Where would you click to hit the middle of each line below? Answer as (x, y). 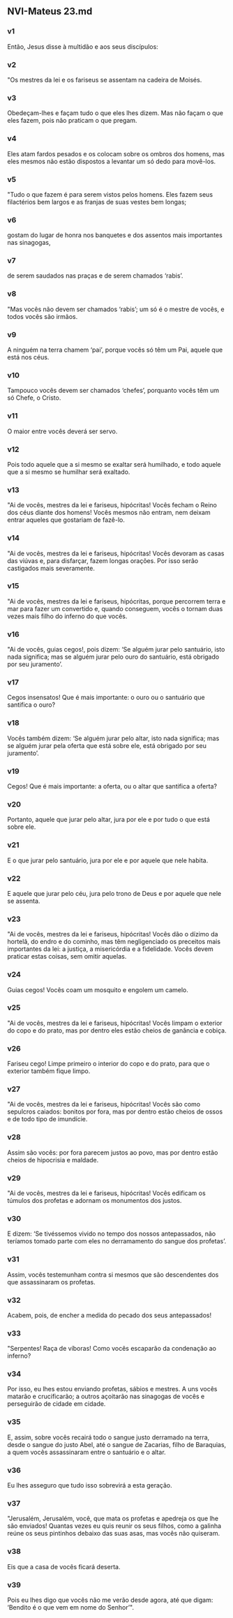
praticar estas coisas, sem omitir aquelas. (67, 957)
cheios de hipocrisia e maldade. (53, 1160)
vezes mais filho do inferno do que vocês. (67, 616)
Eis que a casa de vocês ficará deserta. (64, 1566)
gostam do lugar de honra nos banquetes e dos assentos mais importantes (115, 235)
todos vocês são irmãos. (43, 316)
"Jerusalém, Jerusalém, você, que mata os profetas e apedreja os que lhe (113, 1519)
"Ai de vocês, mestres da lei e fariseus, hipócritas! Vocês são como (104, 1104)
